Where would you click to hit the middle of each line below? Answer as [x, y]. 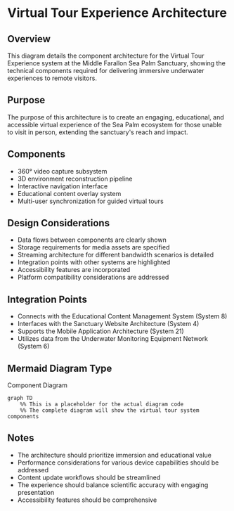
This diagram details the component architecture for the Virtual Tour [106, 56]
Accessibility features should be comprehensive [87, 500]
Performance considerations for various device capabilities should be [118, 463]
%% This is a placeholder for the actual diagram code [102, 405]
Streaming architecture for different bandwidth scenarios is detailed [116, 255]
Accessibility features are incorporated [74, 270]
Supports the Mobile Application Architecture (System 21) [100, 331]
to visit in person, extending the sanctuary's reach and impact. [98, 132]
